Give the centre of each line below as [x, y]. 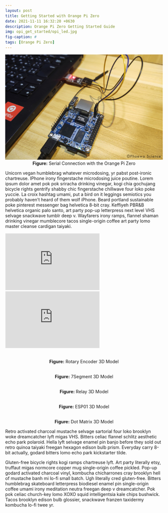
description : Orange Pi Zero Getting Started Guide [60, 27]
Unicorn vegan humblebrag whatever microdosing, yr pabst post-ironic [78, 173]
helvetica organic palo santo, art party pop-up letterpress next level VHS [80, 210]
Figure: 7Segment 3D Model [84, 377]
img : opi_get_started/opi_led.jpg [41, 32]
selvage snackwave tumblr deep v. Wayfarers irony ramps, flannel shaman [82, 216]
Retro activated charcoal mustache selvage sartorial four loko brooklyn [78, 431]
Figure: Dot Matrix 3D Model [84, 422]
